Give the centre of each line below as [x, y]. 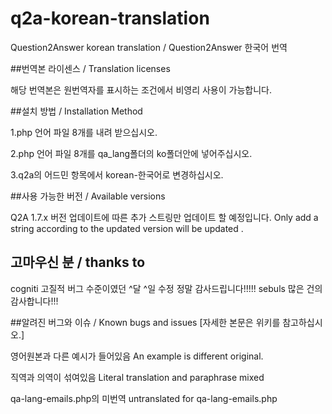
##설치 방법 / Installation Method [76, 111]
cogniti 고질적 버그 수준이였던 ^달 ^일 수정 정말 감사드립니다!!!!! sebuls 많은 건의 [166, 288]
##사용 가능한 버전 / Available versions [88, 196]
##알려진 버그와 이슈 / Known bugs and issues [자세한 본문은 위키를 [145, 322]
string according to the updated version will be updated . [127, 228]
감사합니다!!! [34, 301]
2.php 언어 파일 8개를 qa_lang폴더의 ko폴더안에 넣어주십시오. [131, 153]
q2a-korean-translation [110, 18]
